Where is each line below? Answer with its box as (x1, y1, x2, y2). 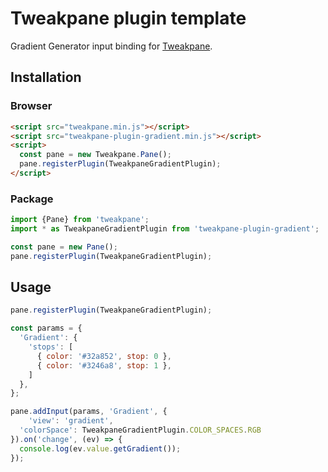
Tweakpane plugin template (10, 7, 247, 30)
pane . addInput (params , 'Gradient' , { (10, 407, 168, 417)
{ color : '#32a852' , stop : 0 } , (36, 351, 172, 361)
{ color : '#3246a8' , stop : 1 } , (36, 360, 172, 371)
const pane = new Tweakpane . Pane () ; (19, 150, 172, 160)
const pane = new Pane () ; (10, 242, 118, 252)
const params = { (10, 323, 83, 334)
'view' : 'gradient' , (28, 416, 114, 426)
